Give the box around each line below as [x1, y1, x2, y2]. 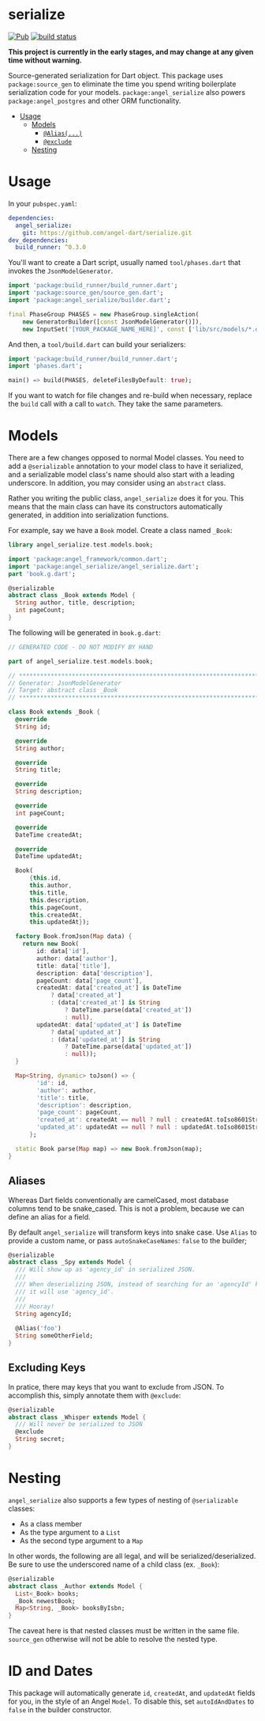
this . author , [28, 882, 73, 890]
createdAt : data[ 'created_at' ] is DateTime [36, 984, 181, 992]
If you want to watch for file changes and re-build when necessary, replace [8, 391, 252, 400]
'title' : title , [36, 1094, 90, 1102]
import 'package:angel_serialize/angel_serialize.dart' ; [8, 562, 200, 570]
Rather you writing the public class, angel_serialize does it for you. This [8, 494, 244, 503]
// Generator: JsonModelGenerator [8, 679, 122, 687]
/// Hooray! [15, 1303, 55, 1311]
